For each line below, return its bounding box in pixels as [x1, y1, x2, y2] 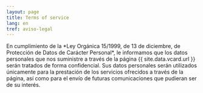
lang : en [6, 20, 29, 26]
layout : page [6, 9, 40, 15]
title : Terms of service [6, 15, 69, 21]
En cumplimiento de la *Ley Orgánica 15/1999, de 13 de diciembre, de [6, 43, 181, 50]
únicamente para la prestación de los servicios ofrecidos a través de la [6, 68, 184, 76]
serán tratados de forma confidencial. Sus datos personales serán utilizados [6, 62, 198, 69]
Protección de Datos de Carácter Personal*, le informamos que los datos [6, 49, 188, 57]
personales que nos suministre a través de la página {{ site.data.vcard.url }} [6, 55, 196, 63]
